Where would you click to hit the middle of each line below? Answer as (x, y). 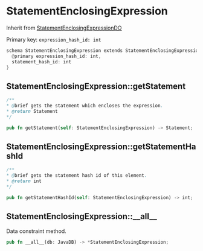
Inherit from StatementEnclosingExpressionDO (64, 28)
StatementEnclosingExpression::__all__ (82, 216)
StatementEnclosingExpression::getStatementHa (101, 147)
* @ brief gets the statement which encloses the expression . (85, 106)
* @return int (24, 181)
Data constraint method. (36, 231)
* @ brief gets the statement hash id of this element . (77, 176)
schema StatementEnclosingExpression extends (64, 50)
